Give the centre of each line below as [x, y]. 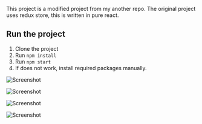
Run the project [36, 34]
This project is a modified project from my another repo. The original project [101, 9]
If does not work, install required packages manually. [81, 68]
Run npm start [33, 61]
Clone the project [37, 48]
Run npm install [36, 55]
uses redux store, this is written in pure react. [63, 15]
